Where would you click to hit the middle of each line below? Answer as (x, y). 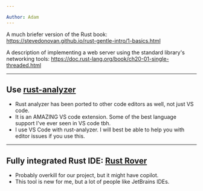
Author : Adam (23, 17)
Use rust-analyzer (41, 90)
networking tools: (28, 58)
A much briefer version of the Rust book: (57, 34)
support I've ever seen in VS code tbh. (63, 124)
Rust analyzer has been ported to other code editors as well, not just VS (105, 104)
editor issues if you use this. (50, 136)
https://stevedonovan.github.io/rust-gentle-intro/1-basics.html (84, 40)
